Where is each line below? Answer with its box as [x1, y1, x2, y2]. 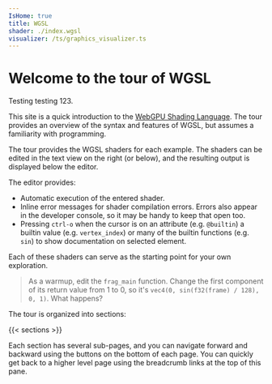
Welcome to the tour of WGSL [8, 70, 212, 87]
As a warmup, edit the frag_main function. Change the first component [28, 276, 264, 286]
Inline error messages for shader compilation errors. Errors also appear [19, 202, 257, 211]
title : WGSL [8, 19, 49, 28]
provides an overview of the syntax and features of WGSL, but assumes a [8, 121, 254, 130]
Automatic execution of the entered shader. [19, 194, 165, 203]
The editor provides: [8, 177, 76, 187]
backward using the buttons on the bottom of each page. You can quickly [8, 349, 253, 359]
